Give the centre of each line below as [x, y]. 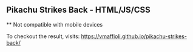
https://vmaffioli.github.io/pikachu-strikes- [134, 36]
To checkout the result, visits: [43, 36]
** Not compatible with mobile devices [55, 24]
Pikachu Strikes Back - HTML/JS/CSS [78, 10]
